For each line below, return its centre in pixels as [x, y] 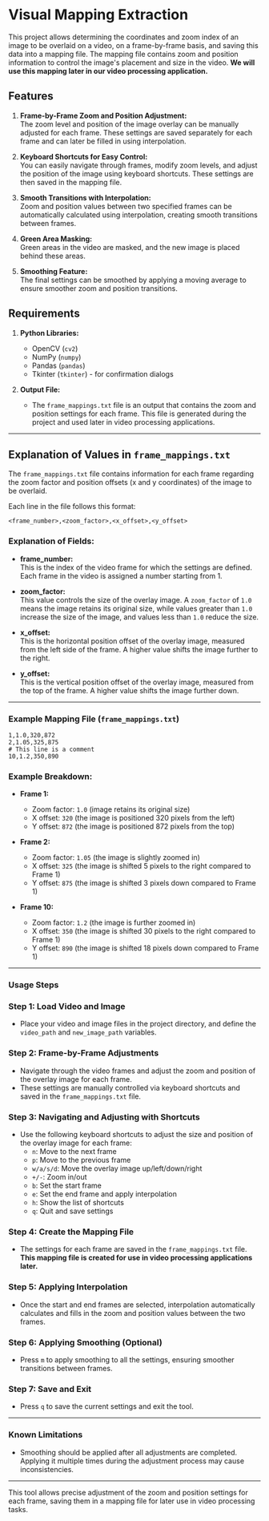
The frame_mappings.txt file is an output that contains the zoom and [144, 405]
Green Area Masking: [56, 239]
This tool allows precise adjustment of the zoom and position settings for [128, 1492]
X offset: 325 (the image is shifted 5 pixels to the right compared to [141, 866]
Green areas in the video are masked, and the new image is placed [130, 247]
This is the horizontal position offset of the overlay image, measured [132, 641]
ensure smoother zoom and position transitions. [99, 288]
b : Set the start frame [67, 1186]
